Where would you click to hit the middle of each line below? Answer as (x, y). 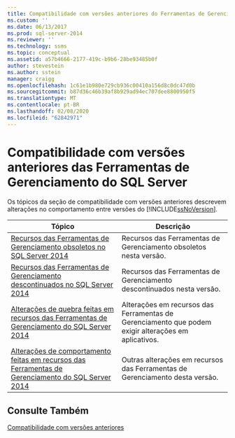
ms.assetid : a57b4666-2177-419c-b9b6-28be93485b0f (83, 59)
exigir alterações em (155, 331)
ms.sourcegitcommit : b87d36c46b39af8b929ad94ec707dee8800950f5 (101, 92)
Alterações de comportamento (61, 351)
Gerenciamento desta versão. (170, 377)
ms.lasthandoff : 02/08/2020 (48, 111)
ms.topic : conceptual (39, 53)
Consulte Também (48, 410)
